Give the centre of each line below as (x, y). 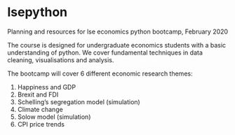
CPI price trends (41, 124)
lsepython (38, 12)
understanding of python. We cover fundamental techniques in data (105, 52)
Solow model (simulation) (54, 117)
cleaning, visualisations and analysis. (61, 59)
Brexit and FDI (38, 94)
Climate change (40, 109)
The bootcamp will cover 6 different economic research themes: (100, 73)
